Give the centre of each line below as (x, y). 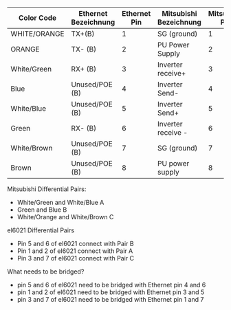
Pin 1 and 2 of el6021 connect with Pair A (75, 251)
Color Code (37, 18)
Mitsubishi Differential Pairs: (47, 189)
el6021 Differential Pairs (41, 230)
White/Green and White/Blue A (60, 202)
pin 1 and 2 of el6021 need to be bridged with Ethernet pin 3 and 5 (111, 292)
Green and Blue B (42, 210)
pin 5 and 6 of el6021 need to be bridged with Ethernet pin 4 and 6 (111, 285)
